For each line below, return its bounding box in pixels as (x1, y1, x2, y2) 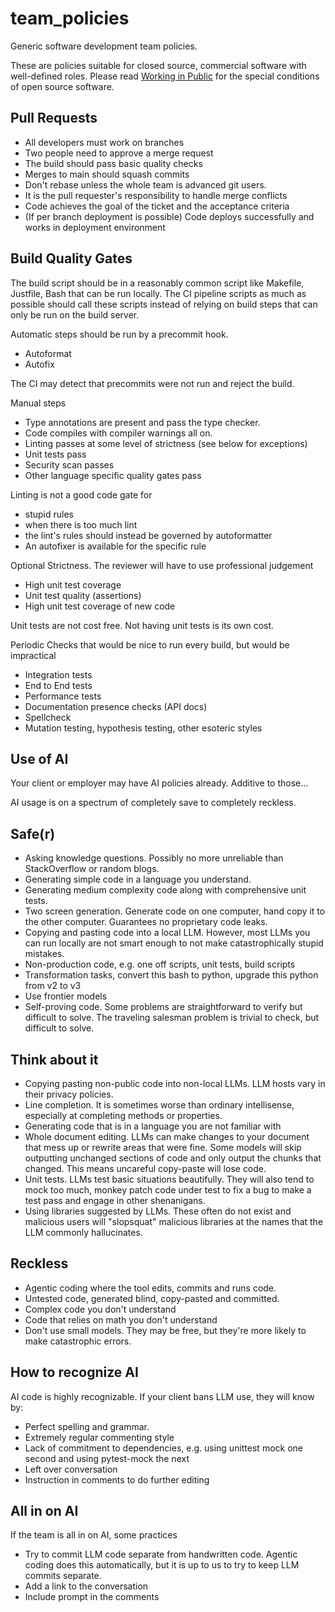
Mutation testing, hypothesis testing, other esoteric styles (24, 722, 263, 734)
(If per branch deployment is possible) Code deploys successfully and (24, 210, 315, 222)
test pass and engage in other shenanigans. (24, 1195, 206, 1206)
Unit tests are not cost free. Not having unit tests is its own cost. (10, 619, 275, 631)
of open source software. (10, 80, 115, 92)
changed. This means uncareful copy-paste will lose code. (24, 1163, 267, 1174)
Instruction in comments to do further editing (24, 1473, 210, 1486)
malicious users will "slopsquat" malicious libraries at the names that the (24, 1216, 324, 1227)
